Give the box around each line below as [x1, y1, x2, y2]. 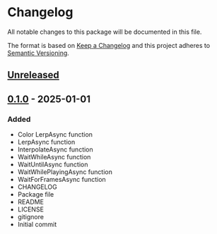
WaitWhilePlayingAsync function [17, 168, 113, 176]
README [17, 198, 45, 207]
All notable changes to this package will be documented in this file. [7, 27, 202, 36]
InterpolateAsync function [17, 145, 93, 154]
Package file [17, 190, 54, 199]
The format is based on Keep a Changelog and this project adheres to [7, 41, 211, 49]
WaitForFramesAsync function [17, 175, 106, 184]
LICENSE [17, 205, 45, 214]
